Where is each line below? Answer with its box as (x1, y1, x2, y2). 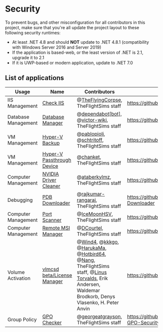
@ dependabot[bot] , (77, 110, 122, 117)
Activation (7, 275, 31, 282)
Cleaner (42, 183, 61, 189)
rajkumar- (81, 190, 105, 197)
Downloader (42, 199, 70, 206)
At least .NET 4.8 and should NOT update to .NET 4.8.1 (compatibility (12, 39, 149, 45)
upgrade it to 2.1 (12, 54, 45, 60)
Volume (7, 268, 25, 275)
